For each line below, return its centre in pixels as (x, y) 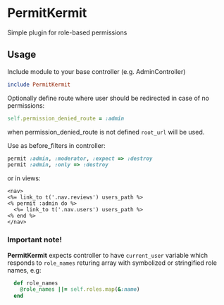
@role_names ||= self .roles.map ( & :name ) (80, 290)
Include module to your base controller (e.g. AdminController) (97, 71)
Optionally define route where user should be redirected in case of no (108, 98)
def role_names (36, 283)
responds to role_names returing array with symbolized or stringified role (112, 263)
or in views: (24, 178)
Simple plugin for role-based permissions (67, 32)
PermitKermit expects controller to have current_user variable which (107, 255)
